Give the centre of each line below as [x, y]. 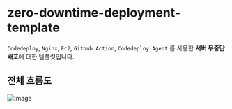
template [34, 28]
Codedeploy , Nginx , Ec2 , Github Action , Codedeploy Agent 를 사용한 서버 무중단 [116, 48]
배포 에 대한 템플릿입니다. [41, 57]
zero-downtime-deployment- [94, 13]
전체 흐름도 [30, 81]
